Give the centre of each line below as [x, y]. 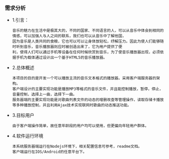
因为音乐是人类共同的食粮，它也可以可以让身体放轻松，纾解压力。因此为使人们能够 [86, 42]
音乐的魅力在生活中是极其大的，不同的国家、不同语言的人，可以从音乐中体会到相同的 [88, 31]
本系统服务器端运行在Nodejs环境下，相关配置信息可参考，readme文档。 [77, 147]
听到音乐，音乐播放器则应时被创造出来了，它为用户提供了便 [69, 47]
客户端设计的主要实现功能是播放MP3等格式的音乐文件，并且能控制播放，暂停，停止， [88, 89]
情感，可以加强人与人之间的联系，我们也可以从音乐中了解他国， [69, 36]
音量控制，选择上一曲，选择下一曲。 [44, 94]
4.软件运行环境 [28, 136]
